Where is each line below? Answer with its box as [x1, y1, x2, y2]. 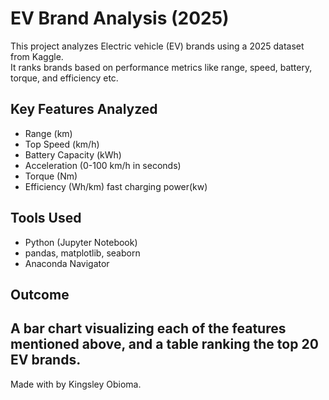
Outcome [10, 286, 70, 303]
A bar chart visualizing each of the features [10, 320, 287, 337]
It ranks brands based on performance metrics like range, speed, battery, [10, 61, 313, 73]
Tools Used [10, 210, 82, 227]
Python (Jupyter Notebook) [24, 236, 138, 248]
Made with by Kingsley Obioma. [10, 378, 142, 390]
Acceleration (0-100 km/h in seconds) [24, 159, 182, 171]
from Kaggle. [10, 50, 64, 62]
